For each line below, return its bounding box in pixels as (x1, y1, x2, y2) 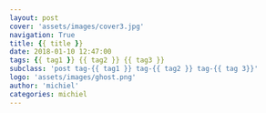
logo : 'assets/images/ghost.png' (9, 73, 137, 82)
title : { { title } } (9, 38, 84, 48)
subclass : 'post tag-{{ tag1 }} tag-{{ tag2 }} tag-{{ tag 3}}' (9, 65, 259, 74)
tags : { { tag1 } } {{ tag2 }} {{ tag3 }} (9, 56, 166, 65)
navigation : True (9, 30, 76, 39)
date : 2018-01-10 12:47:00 (9, 47, 112, 56)
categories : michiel (9, 89, 88, 98)
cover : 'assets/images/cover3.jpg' (9, 22, 145, 31)
